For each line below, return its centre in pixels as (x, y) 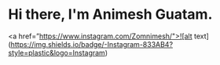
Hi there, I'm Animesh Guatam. (110, 14)
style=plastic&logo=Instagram (57, 52)
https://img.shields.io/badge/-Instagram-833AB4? (92, 44)
